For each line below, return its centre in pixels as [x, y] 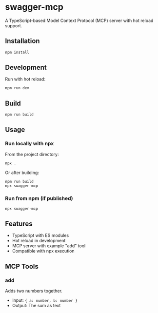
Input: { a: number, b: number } [45, 300]
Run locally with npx [30, 144]
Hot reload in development [39, 241]
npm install [17, 52]
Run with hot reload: [25, 79]
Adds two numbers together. [34, 291]
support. [14, 25]
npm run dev [17, 88]
